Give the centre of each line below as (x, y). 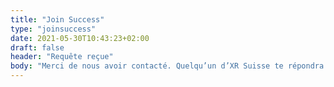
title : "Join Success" (57, 19)
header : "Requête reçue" (62, 57)
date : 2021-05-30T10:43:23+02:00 (80, 38)
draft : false (37, 47)
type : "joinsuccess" (53, 29)
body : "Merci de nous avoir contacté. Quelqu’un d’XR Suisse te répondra (167, 66)
